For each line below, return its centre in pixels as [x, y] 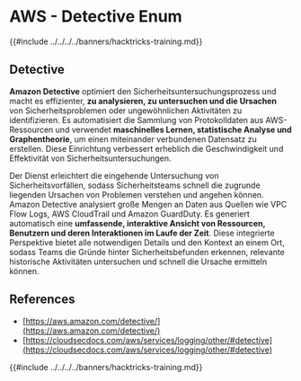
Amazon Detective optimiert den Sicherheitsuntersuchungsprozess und [143, 91]
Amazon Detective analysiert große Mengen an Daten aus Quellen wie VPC [148, 204]
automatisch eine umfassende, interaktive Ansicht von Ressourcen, [137, 223]
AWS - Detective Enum [96, 17]
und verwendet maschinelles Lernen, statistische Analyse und [173, 129]
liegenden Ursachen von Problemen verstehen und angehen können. [137, 194]
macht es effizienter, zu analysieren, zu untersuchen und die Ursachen [143, 101]
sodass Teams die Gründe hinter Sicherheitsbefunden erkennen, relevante [147, 252]
